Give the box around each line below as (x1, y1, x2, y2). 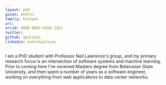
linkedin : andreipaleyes (5, 40, 56, 44)
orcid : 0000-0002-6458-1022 (5, 26, 63, 31)
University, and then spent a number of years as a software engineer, (5, 69, 147, 75)
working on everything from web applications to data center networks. (5, 74, 149, 80)
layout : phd (5, 7, 30, 12)
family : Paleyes (5, 16, 39, 21)
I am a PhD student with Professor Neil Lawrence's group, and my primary (5, 53, 157, 59)
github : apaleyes (5, 35, 41, 40)
